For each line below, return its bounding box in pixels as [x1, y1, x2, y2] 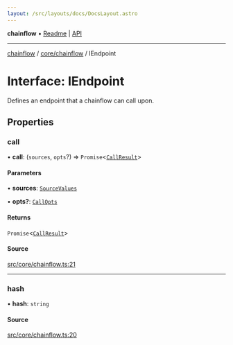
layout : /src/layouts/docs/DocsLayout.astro [7, 10, 138, 17]
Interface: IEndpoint [7, 73, 125, 89]
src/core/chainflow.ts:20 [7, 330, 78, 339]
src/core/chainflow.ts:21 [7, 260, 76, 268]
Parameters [7, 168, 42, 177]
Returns [7, 213, 31, 222]
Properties [7, 116, 54, 128]
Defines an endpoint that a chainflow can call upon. [7, 96, 155, 105]
